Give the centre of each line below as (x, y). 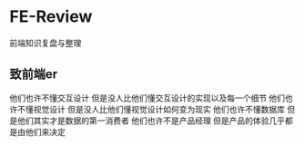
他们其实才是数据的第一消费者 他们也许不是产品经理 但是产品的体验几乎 (151, 121)
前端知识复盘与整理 (46, 43)
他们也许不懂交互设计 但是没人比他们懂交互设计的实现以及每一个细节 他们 (147, 98)
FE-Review (51, 17)
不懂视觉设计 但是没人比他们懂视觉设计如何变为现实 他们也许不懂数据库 (151, 109)
